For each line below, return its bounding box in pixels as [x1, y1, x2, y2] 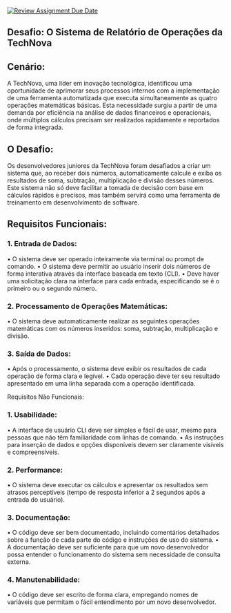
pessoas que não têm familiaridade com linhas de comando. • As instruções [7, 433, 224, 442]
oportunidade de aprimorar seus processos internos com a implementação [7, 86, 220, 95]
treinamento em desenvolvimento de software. [7, 198, 140, 207]
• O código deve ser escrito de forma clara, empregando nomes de [7, 591, 199, 599]
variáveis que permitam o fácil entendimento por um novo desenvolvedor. [7, 598, 217, 606]
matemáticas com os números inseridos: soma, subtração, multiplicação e [7, 325, 219, 332]
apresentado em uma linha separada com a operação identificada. [7, 379, 196, 388]
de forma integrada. [7, 123, 63, 131]
